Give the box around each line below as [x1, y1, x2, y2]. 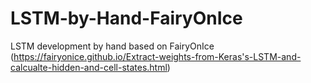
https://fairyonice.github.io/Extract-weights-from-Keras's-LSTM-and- [13, 50, 302, 62]
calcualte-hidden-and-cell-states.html [10, 61, 168, 73]
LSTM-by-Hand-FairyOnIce [10, 7, 243, 30]
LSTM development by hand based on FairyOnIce [10, 40, 215, 52]
